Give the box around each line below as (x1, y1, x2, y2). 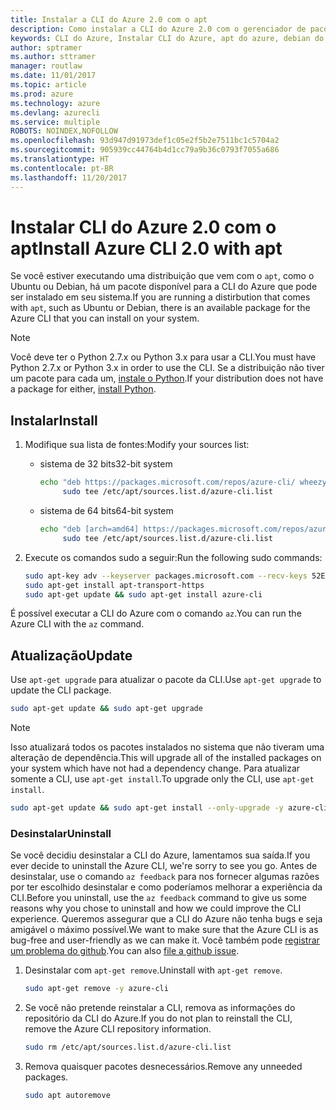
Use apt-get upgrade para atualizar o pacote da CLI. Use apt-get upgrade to (10, 674, 322, 686)
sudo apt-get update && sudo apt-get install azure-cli (24, 589, 263, 600)
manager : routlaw (10, 61, 83, 71)
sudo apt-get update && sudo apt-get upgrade (10, 704, 203, 714)
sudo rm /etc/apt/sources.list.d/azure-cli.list (24, 1042, 232, 1053)
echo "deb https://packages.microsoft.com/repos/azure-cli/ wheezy (39, 477, 327, 488)
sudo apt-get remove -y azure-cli (24, 984, 169, 994)
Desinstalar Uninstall (10, 826, 112, 840)
